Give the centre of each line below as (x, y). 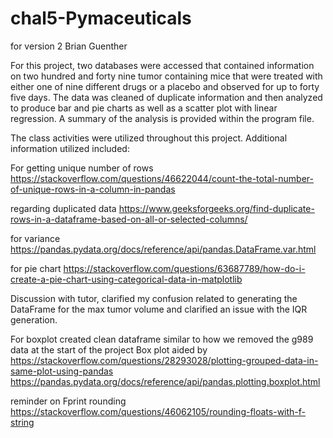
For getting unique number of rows (82, 168)
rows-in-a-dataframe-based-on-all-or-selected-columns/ (129, 219)
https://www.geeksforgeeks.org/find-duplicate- (216, 208)
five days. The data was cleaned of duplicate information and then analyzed (166, 97)
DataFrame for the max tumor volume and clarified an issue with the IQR (159, 309)
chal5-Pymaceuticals (101, 18)
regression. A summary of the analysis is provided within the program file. (162, 118)
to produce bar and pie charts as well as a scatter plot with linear (144, 108)
